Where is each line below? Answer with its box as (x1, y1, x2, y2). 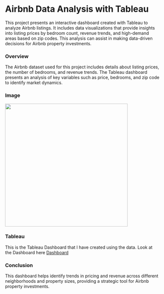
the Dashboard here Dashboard (5, 249, 69, 255)
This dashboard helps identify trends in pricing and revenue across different (5, 273, 159, 279)
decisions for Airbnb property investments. (5, 40, 92, 46)
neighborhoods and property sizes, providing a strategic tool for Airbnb (5, 278, 149, 284)
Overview (5, 53, 29, 59)
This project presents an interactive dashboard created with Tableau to (5, 20, 148, 26)
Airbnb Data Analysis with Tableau (5, 3, 149, 15)
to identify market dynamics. (5, 80, 63, 86)
